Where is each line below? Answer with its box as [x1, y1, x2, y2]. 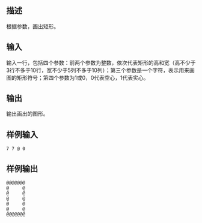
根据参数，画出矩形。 [6, 23, 59, 30]
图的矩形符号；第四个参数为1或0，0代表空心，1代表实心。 [6, 74, 149, 81]
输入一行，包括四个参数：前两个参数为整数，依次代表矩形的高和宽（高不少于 [6, 59, 196, 66]
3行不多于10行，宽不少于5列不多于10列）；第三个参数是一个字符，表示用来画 [6, 67, 195, 74]
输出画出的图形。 [6, 110, 49, 117]
